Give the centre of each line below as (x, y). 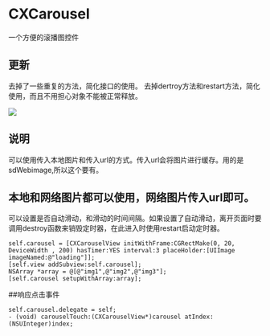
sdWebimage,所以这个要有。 (56, 170)
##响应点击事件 (34, 295)
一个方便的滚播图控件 (43, 37)
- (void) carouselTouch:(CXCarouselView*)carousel (95, 317)
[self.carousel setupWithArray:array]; (75, 279)
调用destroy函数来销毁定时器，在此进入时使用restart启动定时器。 (116, 228)
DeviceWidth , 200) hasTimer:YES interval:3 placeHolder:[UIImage (122, 251)
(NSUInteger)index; (41, 324)
